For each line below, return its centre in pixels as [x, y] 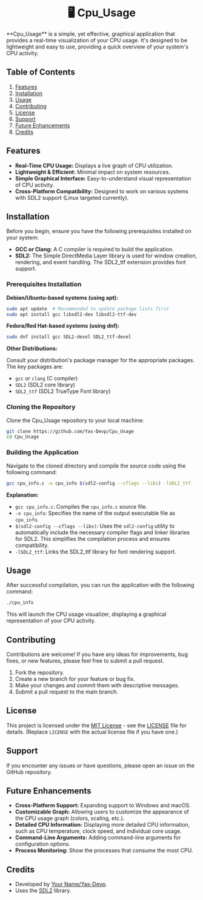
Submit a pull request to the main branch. [67, 692]
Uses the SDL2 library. [43, 891]
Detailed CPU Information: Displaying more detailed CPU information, [102, 825]
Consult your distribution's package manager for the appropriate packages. [101, 360]
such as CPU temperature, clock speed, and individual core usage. [98, 831]
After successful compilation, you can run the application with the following [100, 585]
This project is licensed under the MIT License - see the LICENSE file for [96, 725]
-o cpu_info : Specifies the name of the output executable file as [95, 513]
